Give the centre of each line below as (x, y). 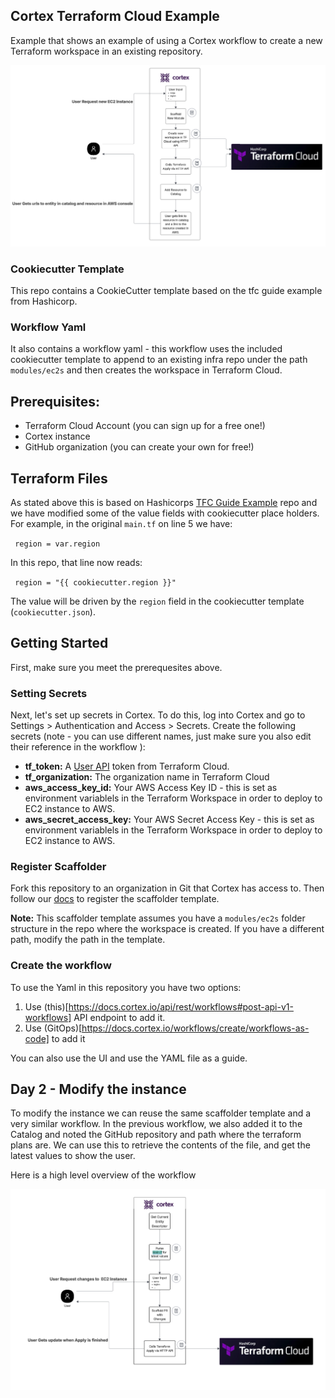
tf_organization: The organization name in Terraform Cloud (147, 777)
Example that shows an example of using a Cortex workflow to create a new (166, 40)
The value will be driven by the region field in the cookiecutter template (157, 601)
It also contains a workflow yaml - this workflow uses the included (146, 349)
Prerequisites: (55, 401)
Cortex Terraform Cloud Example (115, 16)
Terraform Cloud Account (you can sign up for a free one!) (145, 426)
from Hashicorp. (44, 301)
